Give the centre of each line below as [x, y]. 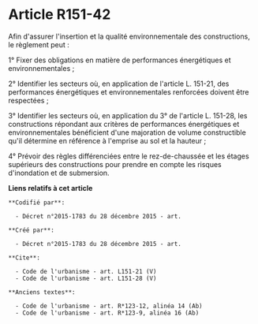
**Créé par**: [32, 230]
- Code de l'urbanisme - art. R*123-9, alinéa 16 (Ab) [107, 313]
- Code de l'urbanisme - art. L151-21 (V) [86, 271]
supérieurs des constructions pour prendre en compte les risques [115, 164]
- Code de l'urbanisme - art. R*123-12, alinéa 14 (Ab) [109, 306]
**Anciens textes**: [42, 292]
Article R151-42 [60, 15]
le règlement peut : [39, 44]
